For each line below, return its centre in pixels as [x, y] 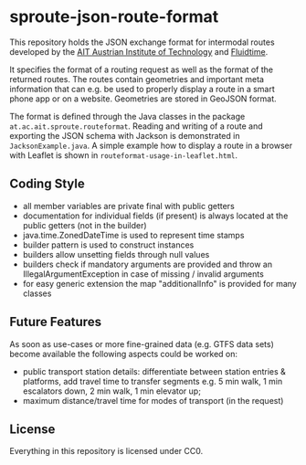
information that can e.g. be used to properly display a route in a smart [142, 89]
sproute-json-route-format [114, 17]
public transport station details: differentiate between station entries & [154, 371]
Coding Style [47, 184]
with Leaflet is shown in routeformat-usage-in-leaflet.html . [124, 155]
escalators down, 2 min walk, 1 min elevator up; [111, 391]
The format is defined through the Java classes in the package [127, 116]
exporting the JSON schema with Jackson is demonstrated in [125, 135]
